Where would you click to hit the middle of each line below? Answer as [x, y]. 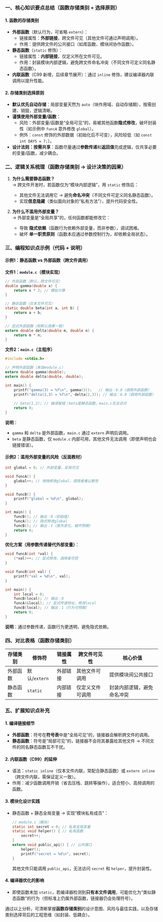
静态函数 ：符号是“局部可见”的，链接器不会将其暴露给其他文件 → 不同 [81, 741]
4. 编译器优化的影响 [25, 881]
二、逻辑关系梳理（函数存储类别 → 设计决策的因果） [66, 167]
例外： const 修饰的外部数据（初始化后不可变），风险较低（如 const [86, 135]
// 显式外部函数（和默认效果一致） [35, 326]
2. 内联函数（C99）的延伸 [31, 759]
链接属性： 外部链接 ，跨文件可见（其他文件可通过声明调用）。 [80, 38]
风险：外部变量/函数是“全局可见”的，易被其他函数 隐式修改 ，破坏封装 [88, 123]
